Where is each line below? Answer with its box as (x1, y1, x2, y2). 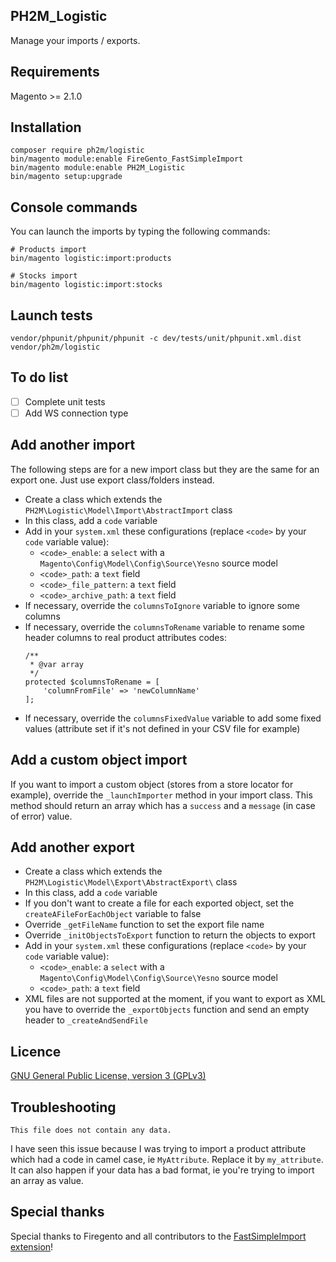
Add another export (10, 839, 135, 856)
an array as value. (10, 1175, 84, 1187)
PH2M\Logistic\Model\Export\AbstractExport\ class (24, 876, 238, 888)
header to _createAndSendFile (24, 1014, 148, 1026)
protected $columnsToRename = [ (24, 677, 160, 687)
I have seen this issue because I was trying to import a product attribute (10, 1143, 307, 1155)
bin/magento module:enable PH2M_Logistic (10, 163, 186, 173)
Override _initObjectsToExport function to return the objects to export (24, 929, 316, 941)
